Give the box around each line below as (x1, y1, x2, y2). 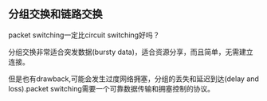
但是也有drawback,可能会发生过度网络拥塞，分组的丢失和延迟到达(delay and (8, 74, 259, 84)
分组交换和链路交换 (8, 7, 103, 21)
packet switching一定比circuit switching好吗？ (8, 30, 160, 40)
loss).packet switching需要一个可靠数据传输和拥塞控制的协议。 (8, 84, 215, 93)
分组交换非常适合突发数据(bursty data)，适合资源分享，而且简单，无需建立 (8, 47, 253, 56)
